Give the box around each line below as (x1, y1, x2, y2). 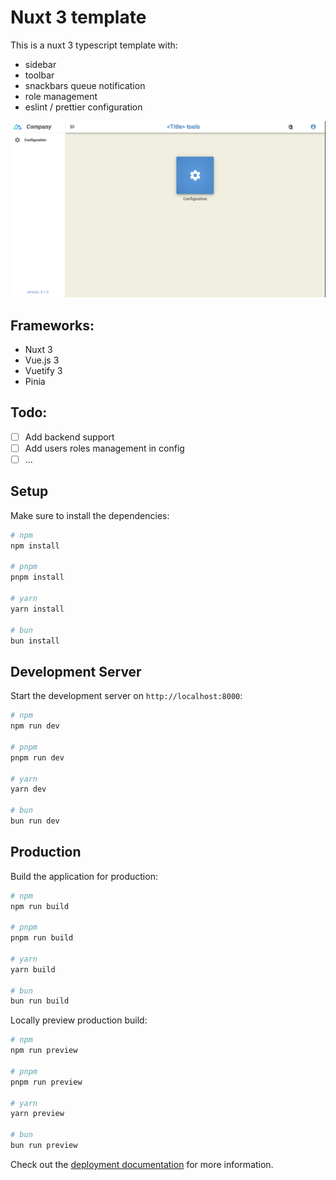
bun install (10, 636, 60, 646)
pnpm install (10, 572, 65, 583)
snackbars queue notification (24, 79, 146, 91)
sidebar (24, 58, 57, 70)
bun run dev (10, 816, 60, 826)
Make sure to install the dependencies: (10, 509, 170, 521)
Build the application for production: (10, 870, 158, 882)
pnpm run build (10, 933, 74, 943)
